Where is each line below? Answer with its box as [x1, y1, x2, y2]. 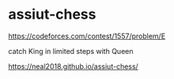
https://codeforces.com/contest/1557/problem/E [8, 31, 166, 41]
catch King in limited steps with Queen [8, 46, 134, 56]
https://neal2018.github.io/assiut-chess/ [8, 61, 138, 71]
